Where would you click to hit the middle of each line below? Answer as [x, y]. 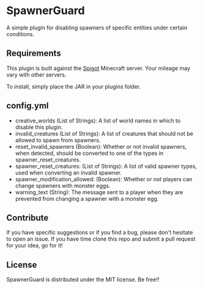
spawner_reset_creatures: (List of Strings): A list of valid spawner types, [106, 166]
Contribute [28, 218]
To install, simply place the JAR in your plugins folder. [74, 86]
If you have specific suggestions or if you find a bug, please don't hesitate [100, 233]
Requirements [34, 54]
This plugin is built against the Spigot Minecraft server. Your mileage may [98, 68]
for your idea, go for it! [35, 246]
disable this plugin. [39, 127]
